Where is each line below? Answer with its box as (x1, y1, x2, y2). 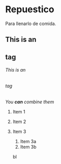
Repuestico (5, 4, 54, 15)
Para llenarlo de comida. (5, 20, 56, 27)
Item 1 (12, 108, 25, 114)
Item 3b (20, 144, 37, 150)
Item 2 (12, 119, 26, 125)
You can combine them (5, 99, 54, 105)
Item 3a (20, 138, 37, 144)
